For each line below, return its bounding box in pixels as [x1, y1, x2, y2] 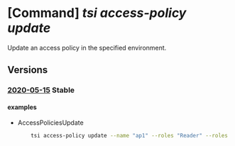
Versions [7, 64, 48, 76]
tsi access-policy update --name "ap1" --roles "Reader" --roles [31, 133, 229, 140]
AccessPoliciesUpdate [17, 118, 84, 127]
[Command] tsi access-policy [7, 5, 187, 21]
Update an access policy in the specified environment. [7, 43, 167, 52]
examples [7, 103, 37, 111]
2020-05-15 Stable [7, 85, 75, 95]
